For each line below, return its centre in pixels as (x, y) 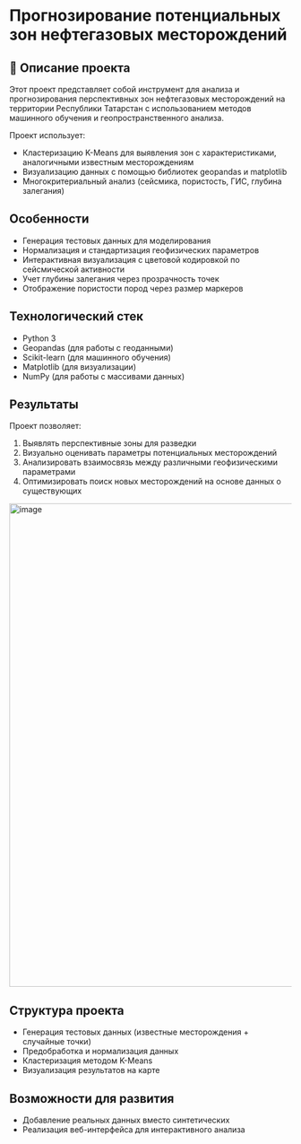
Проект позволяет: (45, 426)
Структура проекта (67, 1010)
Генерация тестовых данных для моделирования (116, 240)
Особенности (49, 219)
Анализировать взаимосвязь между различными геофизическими (150, 462)
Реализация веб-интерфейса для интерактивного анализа (133, 1130)
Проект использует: (47, 135)
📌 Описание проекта (70, 68)
